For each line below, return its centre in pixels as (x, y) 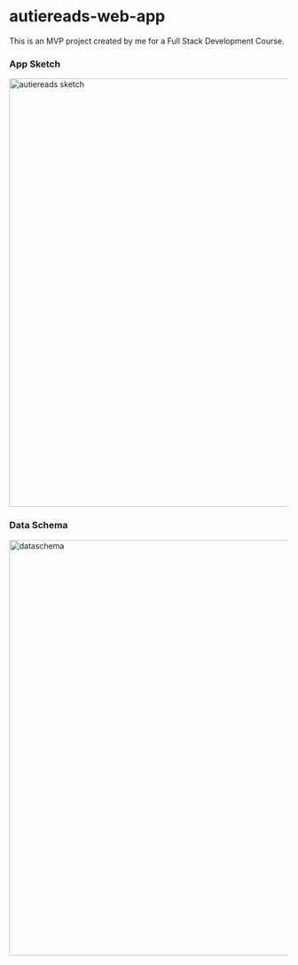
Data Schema (39, 526)
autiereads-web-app (87, 16)
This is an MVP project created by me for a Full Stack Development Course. (147, 41)
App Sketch (35, 64)
